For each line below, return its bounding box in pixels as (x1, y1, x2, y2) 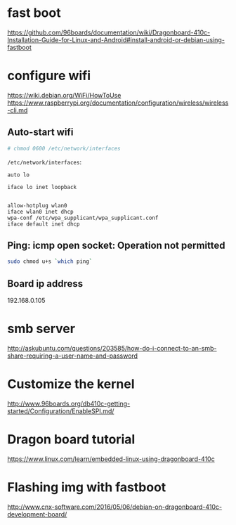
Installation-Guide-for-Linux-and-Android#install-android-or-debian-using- (7, 35, 225, 44)
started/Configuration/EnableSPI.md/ (7, 406, 114, 415)
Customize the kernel (7, 376, 135, 392)
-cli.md (7, 105, 28, 114)
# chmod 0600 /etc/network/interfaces (7, 145, 121, 152)
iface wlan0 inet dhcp (7, 208, 74, 215)
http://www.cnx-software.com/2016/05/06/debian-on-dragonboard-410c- (7, 503, 223, 511)
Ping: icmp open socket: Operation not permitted (7, 239, 225, 251)
